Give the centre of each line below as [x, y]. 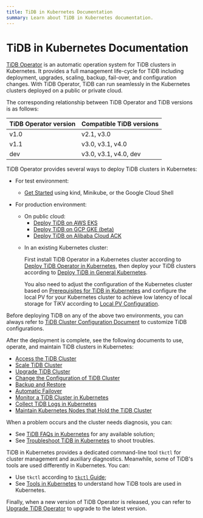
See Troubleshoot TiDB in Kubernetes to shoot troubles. [85, 441]
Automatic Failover [39, 391]
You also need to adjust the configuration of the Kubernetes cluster [108, 284]
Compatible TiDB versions [120, 124]
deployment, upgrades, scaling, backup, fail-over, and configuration [91, 77]
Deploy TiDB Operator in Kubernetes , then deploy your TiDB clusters [110, 266]
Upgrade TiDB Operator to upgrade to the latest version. [77, 509]
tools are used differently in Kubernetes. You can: [68, 466]
